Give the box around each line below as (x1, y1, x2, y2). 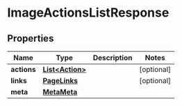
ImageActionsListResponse (7, 5, 169, 21)
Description (92, 53, 133, 62)
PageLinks (42, 76, 78, 85)
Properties (7, 33, 54, 44)
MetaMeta (42, 87, 78, 96)
